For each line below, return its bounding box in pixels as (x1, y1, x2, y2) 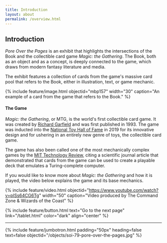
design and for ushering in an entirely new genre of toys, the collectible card (5, 132, 162, 138)
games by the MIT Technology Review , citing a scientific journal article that (5, 152, 159, 158)
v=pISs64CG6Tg (5, 192, 39, 199)
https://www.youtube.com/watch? (88, 187, 159, 193)
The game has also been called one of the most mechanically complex (5, 147, 150, 153)
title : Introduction (5, 7, 48, 12)
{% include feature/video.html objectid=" (5, 187, 89, 193)
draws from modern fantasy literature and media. (5, 64, 106, 70)
